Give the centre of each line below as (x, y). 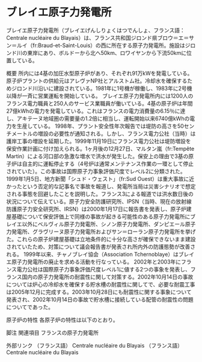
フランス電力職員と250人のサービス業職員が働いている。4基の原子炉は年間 (100, 103)
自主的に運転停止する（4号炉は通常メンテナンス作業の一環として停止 (108, 164)
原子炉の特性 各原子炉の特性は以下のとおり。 (62, 320)
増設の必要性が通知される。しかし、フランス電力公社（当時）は (117, 133)
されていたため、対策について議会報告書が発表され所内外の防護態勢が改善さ (101, 246)
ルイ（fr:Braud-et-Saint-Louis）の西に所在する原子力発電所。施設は (101, 45)
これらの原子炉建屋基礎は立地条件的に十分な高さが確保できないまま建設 (106, 239)
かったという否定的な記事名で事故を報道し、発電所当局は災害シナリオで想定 (101, 186)
